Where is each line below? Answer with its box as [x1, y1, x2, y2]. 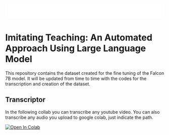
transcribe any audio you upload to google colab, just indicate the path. [5, 114, 153, 120]
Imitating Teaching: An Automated [5, 32, 153, 43]
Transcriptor [5, 96, 45, 104]
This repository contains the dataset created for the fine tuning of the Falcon [5, 70, 164, 76]
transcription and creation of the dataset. [5, 80, 91, 87]
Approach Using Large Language [5, 42, 146, 54]
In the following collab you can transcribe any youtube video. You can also [5, 109, 160, 115]
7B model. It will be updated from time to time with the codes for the [5, 75, 147, 81]
